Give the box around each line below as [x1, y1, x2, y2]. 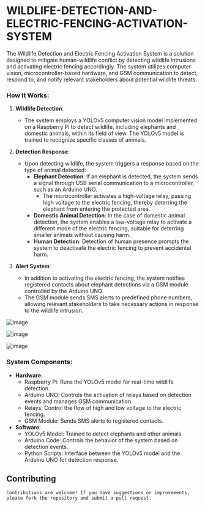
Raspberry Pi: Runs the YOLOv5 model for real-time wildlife [24, 378, 174, 385]
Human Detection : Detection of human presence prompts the [33, 238, 189, 245]
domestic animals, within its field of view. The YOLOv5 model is [24, 129, 184, 137]
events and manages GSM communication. [24, 398, 133, 405]
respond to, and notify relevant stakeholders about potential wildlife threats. [6, 76, 198, 83]
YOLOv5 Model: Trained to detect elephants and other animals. [24, 430, 184, 437]
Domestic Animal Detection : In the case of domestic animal [33, 212, 185, 219]
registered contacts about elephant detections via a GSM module [24, 281, 188, 288]
